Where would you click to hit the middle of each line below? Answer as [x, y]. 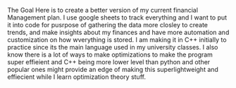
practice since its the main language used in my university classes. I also [113, 47]
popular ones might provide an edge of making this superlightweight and [113, 69]
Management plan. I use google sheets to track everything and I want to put [117, 17]
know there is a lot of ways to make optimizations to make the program [110, 54]
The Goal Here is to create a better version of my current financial [103, 10]
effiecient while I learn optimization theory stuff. [77, 77]
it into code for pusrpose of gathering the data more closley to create [108, 25]
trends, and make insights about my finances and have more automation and [118, 32]
